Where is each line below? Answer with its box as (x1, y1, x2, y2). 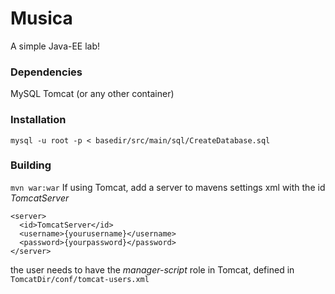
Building (10, 158, 52, 172)
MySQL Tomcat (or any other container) (10, 88, 175, 100)
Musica (10, 7, 73, 30)
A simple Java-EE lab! (10, 40, 101, 52)
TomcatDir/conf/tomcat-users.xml (10, 274, 150, 284)
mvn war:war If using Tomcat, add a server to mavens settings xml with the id (10, 181, 326, 193)
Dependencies (10, 65, 83, 79)
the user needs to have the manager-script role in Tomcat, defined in (10, 263, 295, 276)
